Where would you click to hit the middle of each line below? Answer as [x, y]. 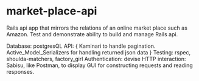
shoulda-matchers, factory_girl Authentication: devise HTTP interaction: [96, 59]
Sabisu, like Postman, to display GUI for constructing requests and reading [100, 65]
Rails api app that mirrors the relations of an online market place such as [97, 28]
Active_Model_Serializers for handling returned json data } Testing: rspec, [98, 52]
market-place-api [52, 11]
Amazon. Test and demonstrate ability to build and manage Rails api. [92, 34]
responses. [20, 71]
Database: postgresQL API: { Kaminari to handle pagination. [81, 46]
